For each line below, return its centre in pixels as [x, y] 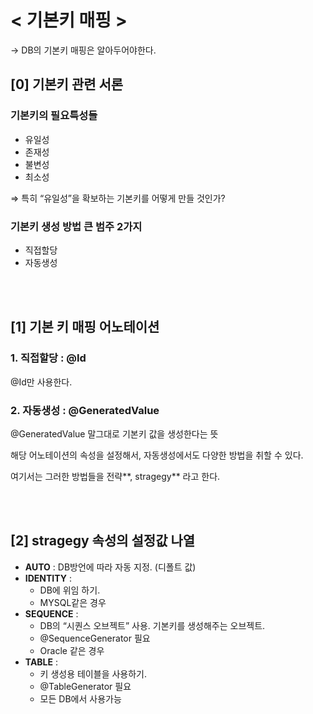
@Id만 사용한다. [41, 382]
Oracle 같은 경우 [72, 650]
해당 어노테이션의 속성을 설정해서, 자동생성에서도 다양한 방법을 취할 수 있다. [157, 455]
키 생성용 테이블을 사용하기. [93, 673]
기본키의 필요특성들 [54, 116]
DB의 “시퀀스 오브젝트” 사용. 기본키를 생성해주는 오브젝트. [152, 625]
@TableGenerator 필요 [85, 686]
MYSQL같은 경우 [73, 602]
